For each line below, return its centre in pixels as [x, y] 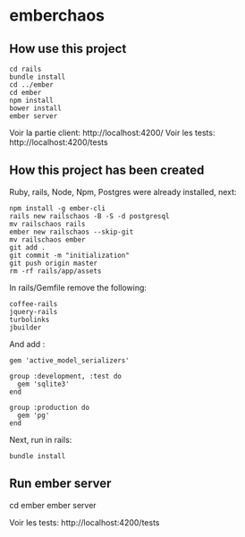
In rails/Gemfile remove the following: [78, 287]
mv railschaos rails [48, 224]
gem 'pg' [34, 415]
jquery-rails [34, 311]
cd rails [25, 69]
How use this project [68, 49]
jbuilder [25, 328]
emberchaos [57, 16]
